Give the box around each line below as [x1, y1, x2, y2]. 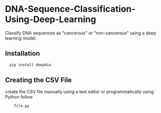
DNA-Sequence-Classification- [5, 3, 136, 15]
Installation [5, 49, 40, 58]
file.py [14, 104, 29, 109]
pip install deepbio [9, 62, 51, 67]
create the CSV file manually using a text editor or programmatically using [5, 89, 154, 95]
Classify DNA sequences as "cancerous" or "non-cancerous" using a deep [5, 30, 157, 36]
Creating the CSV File [5, 76, 72, 84]
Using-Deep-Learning [5, 14, 96, 25]
